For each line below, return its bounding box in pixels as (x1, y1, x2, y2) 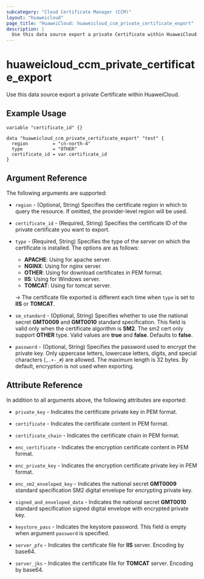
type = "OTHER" (12, 146, 78, 152)
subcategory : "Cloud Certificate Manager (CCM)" (6, 9, 132, 15)
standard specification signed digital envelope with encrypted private (15, 505, 189, 512)
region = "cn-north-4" (12, 141, 91, 147)
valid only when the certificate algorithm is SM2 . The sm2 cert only (15, 325, 184, 332)
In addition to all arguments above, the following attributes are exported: (6, 396, 187, 404)
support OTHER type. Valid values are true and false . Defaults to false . (15, 331, 193, 339)
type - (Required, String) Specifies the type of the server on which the (15, 237, 191, 245)
